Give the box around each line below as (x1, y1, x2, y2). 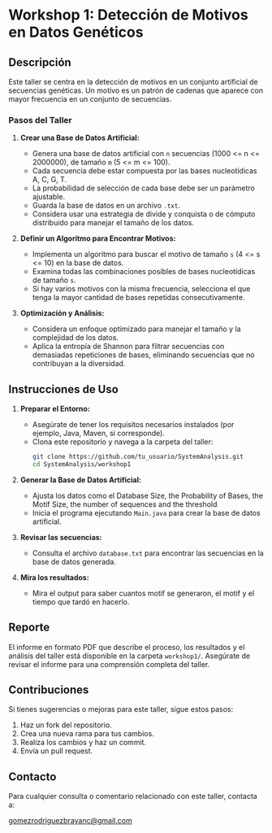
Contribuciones (8, 683, 89, 697)
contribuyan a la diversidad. (32, 359, 126, 369)
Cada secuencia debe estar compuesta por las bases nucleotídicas (32, 166, 257, 176)
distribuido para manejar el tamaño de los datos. (32, 218, 195, 228)
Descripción (8, 55, 71, 69)
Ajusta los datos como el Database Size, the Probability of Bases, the (32, 491, 264, 500)
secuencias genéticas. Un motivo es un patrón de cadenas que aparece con (8, 85, 264, 95)
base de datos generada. (32, 556, 116, 566)
